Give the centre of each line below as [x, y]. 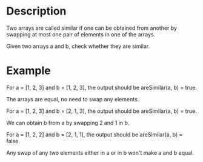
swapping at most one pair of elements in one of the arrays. [81, 34]
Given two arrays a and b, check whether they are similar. [78, 46]
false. [13, 141]
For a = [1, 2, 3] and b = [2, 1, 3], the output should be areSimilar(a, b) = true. [101, 111]
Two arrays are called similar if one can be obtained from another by [92, 28]
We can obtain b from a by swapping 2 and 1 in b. [68, 123]
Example [28, 71]
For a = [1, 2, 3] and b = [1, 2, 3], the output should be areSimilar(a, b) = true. [101, 87]
